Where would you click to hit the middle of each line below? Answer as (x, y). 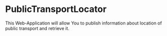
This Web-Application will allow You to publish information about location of (83, 23)
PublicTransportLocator (56, 9)
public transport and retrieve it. (37, 28)
